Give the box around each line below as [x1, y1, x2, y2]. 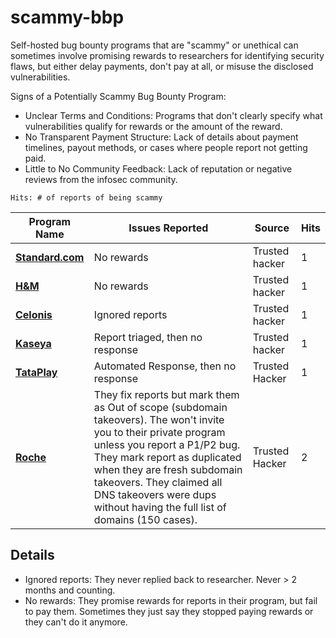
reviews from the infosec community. [24, 173, 178, 185]
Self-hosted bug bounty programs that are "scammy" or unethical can [10, 39, 299, 51]
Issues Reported [128, 221, 209, 235]
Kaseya [15, 336, 52, 350]
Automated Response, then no [93, 359, 237, 373]
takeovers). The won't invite [93, 412, 225, 426]
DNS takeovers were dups [93, 487, 217, 501]
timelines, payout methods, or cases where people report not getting [24, 141, 308, 153]
